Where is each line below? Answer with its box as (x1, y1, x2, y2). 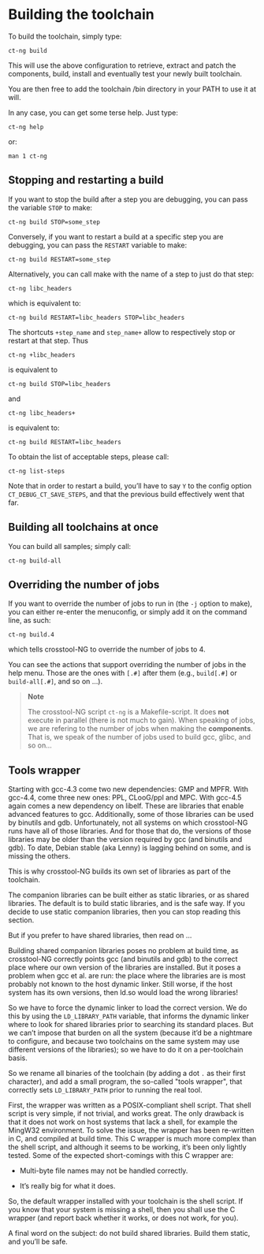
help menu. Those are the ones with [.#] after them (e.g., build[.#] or (8, 668, 238, 678)
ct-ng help (8, 123, 44, 131)
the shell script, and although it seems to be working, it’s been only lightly (8, 1142, 247, 1152)
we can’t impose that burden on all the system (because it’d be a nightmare (8, 1028, 253, 1037)
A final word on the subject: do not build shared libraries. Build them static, (8, 1229, 251, 1238)
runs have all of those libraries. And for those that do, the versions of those (8, 826, 252, 836)
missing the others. (8, 851, 71, 861)
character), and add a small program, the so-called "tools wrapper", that (8, 1077, 243, 1086)
